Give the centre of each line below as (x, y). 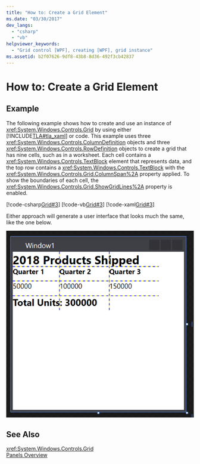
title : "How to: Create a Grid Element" (57, 13)
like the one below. (29, 222)
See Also (23, 434)
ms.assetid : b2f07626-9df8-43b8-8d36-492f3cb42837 (70, 57)
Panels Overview (27, 455)
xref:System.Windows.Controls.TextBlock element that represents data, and (99, 161)
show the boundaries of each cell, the (53, 180)
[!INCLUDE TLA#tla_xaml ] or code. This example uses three (79, 136)
